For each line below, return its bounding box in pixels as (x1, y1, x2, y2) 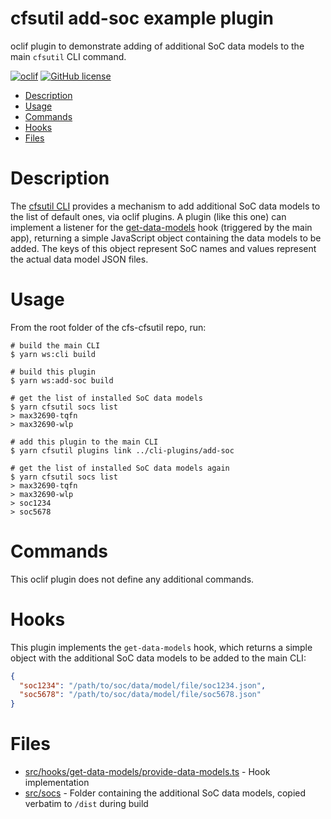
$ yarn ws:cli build (10, 349, 97, 359)
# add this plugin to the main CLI (10, 437, 159, 447)
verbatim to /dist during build (24, 798, 149, 810)
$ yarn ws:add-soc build (10, 375, 114, 386)
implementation (24, 777, 90, 789)
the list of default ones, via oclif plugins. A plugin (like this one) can (10, 210, 287, 222)
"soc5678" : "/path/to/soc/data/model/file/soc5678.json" (19, 690, 262, 700)
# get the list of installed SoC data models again (10, 463, 230, 473)
